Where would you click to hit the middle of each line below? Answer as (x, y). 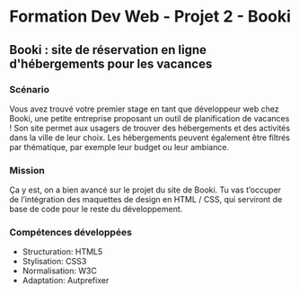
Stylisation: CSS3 (54, 262)
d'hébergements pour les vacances (111, 63)
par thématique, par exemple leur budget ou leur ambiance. (119, 147)
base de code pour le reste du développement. (96, 209)
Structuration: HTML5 (62, 252)
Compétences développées (71, 233)
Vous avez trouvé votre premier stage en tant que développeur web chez (145, 109)
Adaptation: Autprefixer (66, 281)
